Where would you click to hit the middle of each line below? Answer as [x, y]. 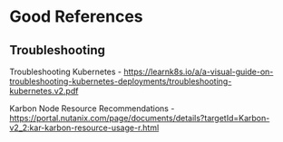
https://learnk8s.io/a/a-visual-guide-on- [199, 71]
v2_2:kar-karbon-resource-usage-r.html [84, 128]
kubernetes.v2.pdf [44, 91]
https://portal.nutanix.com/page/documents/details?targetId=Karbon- [140, 118]
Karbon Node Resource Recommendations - [92, 109]
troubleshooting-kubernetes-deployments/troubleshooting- [121, 81]
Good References [76, 17]
